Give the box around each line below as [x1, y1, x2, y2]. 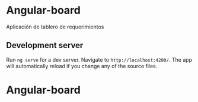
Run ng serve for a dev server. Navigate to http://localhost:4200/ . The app [6, 56, 193, 63]
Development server [6, 40, 84, 50]
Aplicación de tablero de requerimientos [6, 23, 104, 30]
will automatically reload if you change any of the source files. [6, 62, 158, 69]
